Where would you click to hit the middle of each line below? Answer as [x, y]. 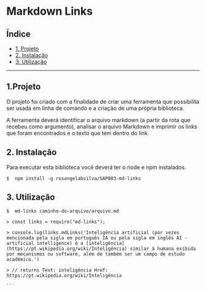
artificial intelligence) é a [45, 244]
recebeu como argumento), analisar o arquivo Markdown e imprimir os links [102, 126]
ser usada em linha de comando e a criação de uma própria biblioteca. [95, 108]
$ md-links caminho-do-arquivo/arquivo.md [63, 211]
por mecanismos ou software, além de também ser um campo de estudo [96, 254]
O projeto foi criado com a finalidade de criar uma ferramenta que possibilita [103, 101]
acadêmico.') [23, 260]
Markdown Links [50, 11]
